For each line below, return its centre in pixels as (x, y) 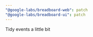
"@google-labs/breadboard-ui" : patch (45, 15)
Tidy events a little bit (28, 29)
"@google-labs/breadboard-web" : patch (46, 10)
